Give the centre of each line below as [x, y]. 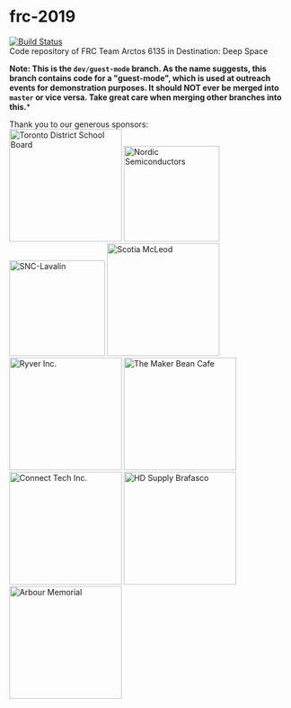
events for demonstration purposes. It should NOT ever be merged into [145, 87]
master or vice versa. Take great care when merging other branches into [145, 97]
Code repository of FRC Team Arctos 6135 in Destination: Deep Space [139, 50]
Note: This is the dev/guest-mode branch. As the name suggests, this [138, 68]
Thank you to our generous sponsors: [79, 124]
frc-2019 [43, 17]
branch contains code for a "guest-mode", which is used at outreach [140, 77]
